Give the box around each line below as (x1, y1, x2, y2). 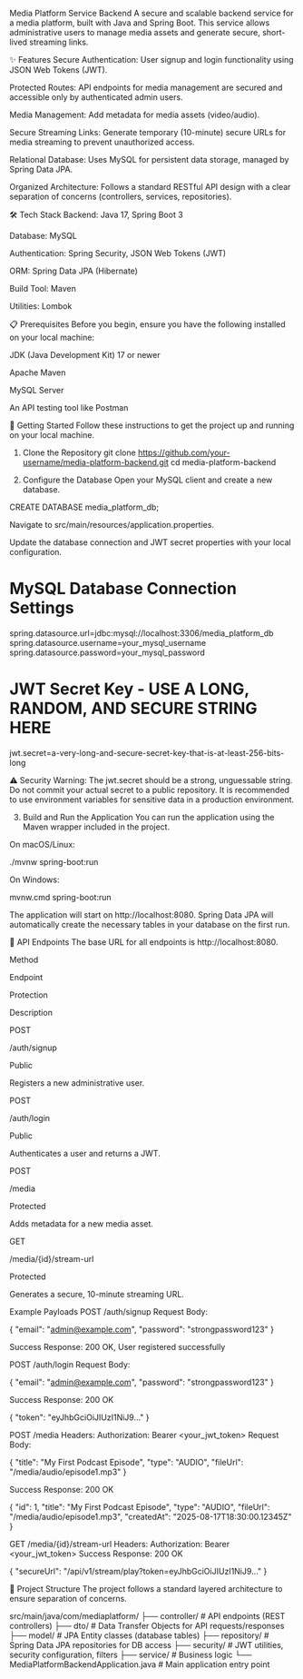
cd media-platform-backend (171, 457, 277, 467)
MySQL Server (9, 385, 64, 395)
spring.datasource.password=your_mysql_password (9, 647, 206, 658)
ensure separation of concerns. (9, 1593, 127, 1604)
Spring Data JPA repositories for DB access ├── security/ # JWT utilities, (9, 1639, 284, 1650)
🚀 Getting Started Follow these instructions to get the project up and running (9, 420, 295, 431)
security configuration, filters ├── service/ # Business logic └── (9, 1649, 252, 1660)
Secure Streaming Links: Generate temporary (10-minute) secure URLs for (9, 127, 287, 137)
